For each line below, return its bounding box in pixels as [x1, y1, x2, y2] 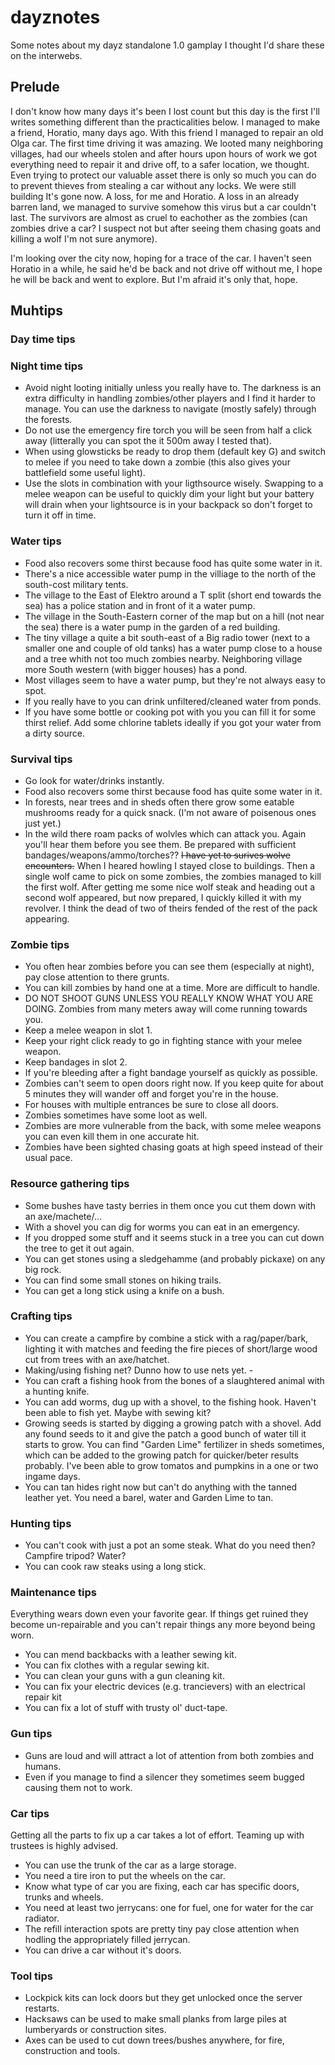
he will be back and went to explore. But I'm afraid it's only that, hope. [10, 273, 298, 285]
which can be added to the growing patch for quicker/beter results [24, 1449, 299, 1461]
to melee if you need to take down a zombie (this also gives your [24, 456, 291, 468]
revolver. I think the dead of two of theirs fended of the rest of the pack [24, 902, 318, 914]
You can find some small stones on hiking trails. [24, 1274, 222, 1286]
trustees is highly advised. [10, 1840, 119, 1852]
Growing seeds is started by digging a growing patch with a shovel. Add [24, 1417, 322, 1429]
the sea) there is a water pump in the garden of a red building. [24, 621, 281, 633]
